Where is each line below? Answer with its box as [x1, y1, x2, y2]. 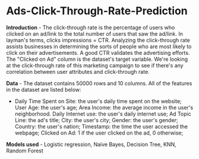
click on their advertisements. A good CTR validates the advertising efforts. [6, 49, 190, 56]
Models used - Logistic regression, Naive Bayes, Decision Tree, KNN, [6, 141, 176, 148]
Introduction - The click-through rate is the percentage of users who [6, 24, 175, 31]
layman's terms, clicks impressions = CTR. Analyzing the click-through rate [6, 36, 190, 43]
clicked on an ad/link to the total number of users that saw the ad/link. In [6, 30, 183, 37]
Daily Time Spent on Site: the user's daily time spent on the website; [14, 97, 182, 105]
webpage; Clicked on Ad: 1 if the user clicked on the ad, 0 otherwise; [14, 129, 184, 136]
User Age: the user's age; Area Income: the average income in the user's [14, 104, 194, 111]
